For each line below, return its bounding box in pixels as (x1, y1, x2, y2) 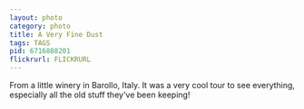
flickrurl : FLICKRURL (9, 55, 92, 64)
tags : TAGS (9, 38, 51, 48)
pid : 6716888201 (9, 47, 71, 56)
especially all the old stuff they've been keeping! (9, 89, 191, 100)
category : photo (9, 22, 71, 31)
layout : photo (9, 13, 64, 23)
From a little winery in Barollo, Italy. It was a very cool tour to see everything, (9, 80, 295, 90)
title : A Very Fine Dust (9, 30, 103, 39)
